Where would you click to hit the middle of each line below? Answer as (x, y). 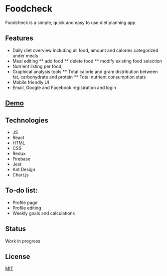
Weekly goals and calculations (44, 213)
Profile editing (27, 207)
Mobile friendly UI (31, 82)
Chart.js (20, 174)
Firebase (21, 158)
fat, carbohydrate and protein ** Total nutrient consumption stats (79, 77)
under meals (25, 55)
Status (16, 229)
